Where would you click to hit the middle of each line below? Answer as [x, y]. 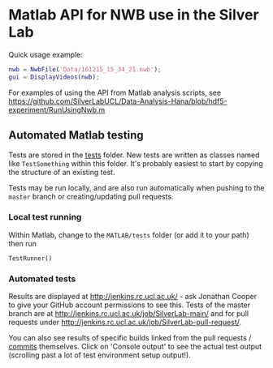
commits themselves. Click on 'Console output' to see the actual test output [135, 347]
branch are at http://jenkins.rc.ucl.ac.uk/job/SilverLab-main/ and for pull [129, 314]
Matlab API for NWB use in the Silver [134, 15]
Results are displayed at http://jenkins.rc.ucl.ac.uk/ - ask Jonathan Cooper [133, 297]
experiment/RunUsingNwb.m [57, 109]
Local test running [45, 217]
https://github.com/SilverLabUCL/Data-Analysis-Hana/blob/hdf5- [118, 101]
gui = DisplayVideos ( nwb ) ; [54, 77]
